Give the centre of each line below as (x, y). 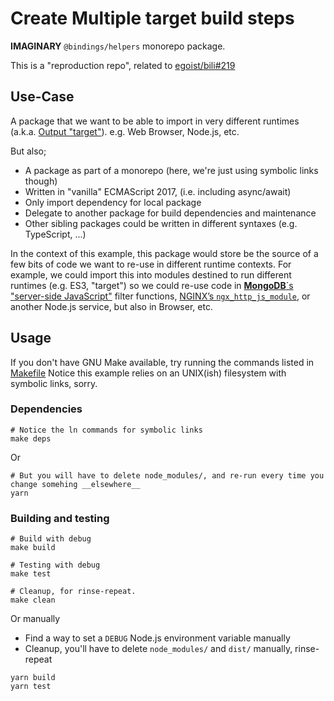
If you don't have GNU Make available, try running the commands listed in (162, 362)
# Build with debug (51, 539)
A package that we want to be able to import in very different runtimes (155, 121)
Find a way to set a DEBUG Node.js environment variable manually (157, 638)
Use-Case (42, 97)
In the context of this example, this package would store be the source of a (164, 253)
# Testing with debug (55, 565)
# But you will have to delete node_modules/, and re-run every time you (167, 475)
